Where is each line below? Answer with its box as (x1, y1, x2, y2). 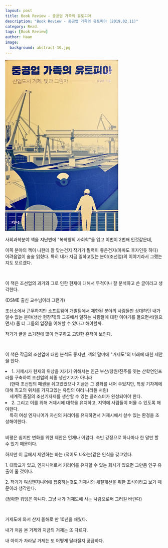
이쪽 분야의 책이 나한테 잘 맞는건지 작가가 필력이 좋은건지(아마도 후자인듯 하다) (5, 247, 158, 253)
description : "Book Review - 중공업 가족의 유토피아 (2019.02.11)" (5, 19, 139, 24)
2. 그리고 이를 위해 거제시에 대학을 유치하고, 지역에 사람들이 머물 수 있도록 (12, 399, 156, 406)
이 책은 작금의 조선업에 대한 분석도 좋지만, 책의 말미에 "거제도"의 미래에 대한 (5, 351, 154, 357)
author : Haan (5, 35, 33, 40)
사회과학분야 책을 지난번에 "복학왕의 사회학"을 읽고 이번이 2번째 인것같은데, (5, 236, 153, 243)
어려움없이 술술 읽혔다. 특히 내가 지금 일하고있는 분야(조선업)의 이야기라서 (5, 253, 149, 259)
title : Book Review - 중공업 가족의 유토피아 (5, 13, 92, 19)
